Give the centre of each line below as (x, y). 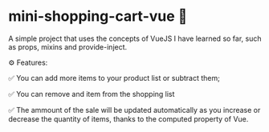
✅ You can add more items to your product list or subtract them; (114, 78)
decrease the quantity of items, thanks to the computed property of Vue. (128, 118)
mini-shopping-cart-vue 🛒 (98, 16)
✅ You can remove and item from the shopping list (92, 94)
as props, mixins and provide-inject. (68, 46)
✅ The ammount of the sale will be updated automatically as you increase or (134, 110)
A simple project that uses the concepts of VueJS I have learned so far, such (135, 38)
